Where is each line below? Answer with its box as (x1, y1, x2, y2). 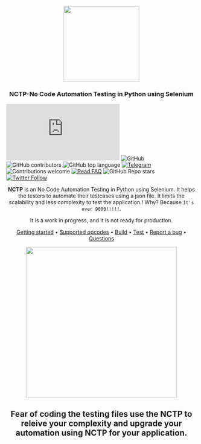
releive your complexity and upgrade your (21, 418, 182, 428)
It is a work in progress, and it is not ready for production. (30, 217, 173, 224)
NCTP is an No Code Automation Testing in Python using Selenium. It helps (8, 186, 195, 193)
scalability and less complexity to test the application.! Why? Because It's (8, 199, 194, 206)
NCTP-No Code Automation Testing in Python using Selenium (8, 89, 194, 98)
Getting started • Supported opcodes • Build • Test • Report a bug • (16, 228, 187, 236)
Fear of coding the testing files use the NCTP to (10, 408, 193, 419)
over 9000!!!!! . (81, 205, 122, 213)
